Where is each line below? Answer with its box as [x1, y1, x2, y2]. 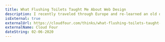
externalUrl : [5, 20, 32, 26]
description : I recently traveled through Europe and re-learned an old [5, 12, 157, 16]
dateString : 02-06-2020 [5, 29, 54, 34]
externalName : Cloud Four [5, 25, 58, 30]
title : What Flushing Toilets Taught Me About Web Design [5, 7, 126, 12]
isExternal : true [5, 16, 41, 21]
